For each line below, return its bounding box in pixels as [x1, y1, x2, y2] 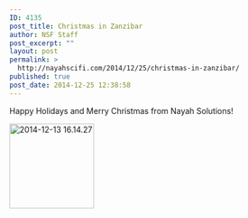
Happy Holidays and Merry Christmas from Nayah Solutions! [9, 105, 234, 116]
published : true [9, 72, 70, 81]
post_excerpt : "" [9, 38, 75, 48]
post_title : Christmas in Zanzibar [9, 22, 143, 31]
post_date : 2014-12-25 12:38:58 [9, 81, 131, 90]
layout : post [9, 47, 59, 56]
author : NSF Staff [9, 30, 78, 39]
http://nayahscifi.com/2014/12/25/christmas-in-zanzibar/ [17, 64, 241, 73]
